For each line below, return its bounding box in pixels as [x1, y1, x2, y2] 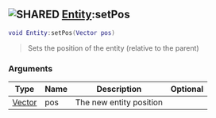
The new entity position [75, 97, 163, 108]
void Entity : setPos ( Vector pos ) [8, 29, 115, 36]
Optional [170, 83, 204, 94]
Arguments [8, 63, 53, 74]
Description [96, 83, 142, 94]
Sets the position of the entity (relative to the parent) [27, 43, 200, 52]
